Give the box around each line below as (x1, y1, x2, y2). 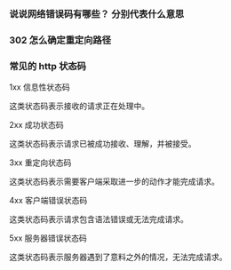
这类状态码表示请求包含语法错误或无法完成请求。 (9, 214, 188, 225)
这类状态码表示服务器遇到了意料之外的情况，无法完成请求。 (9, 251, 227, 263)
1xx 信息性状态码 (9, 82, 70, 92)
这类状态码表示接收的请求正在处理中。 (9, 100, 149, 112)
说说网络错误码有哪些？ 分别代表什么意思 (9, 7, 185, 20)
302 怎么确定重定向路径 (9, 34, 112, 46)
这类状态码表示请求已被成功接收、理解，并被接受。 (9, 139, 196, 149)
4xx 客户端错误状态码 (9, 195, 88, 206)
